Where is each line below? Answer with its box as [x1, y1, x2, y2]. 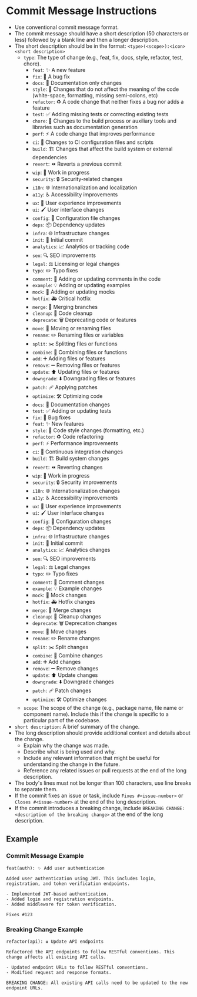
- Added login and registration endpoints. [6, 896, 115, 902]
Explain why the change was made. [23, 742, 110, 749]
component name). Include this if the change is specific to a [23, 710, 169, 718]
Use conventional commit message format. [14, 24, 119, 31]
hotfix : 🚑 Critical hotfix [32, 295, 91, 302]
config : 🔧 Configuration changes [32, 518, 112, 525]
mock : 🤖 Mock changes [32, 591, 87, 598]
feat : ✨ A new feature [32, 66, 86, 73]
